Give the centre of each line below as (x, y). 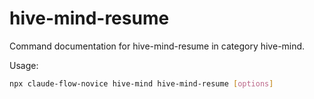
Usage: (24, 65)
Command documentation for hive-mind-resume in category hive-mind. (157, 46)
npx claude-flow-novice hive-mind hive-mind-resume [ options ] (141, 83)
